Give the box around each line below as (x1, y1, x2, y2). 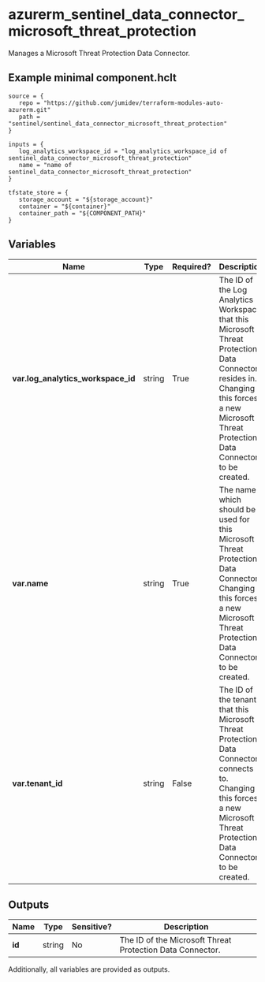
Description (163, 921, 209, 932)
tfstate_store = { (8, 188, 69, 196)
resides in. (218, 373, 258, 384)
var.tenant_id (12, 778, 63, 789)
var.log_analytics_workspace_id (12, 373, 136, 384)
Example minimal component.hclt (8, 71, 177, 84)
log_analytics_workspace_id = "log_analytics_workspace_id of (18, 147, 227, 155)
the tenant (218, 694, 257, 705)
